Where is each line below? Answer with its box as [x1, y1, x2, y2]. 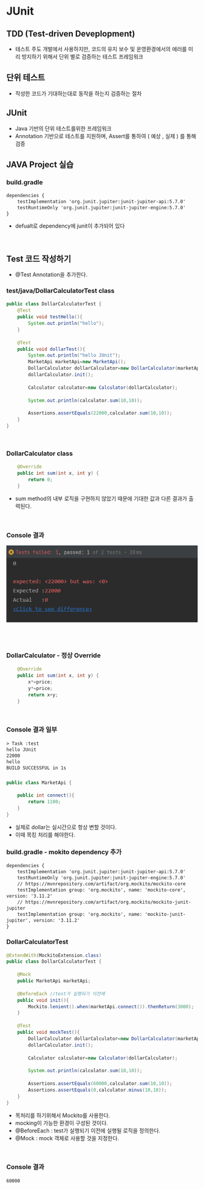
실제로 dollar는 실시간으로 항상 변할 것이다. [15, 823, 117, 831]
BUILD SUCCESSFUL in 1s [6, 765, 67, 771]
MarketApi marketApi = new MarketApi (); [28, 359, 126, 365]
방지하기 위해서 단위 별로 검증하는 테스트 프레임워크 [21, 53, 144, 60]
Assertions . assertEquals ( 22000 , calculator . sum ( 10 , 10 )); [28, 410, 172, 416]
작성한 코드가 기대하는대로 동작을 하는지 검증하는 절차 [15, 89, 142, 97]
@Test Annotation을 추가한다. [15, 271, 88, 278]
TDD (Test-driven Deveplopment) [6, 29, 135, 39]
